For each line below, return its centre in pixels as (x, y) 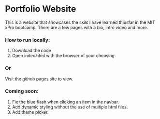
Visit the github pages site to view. (39, 79)
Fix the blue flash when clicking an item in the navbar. (65, 102)
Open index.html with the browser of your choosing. (64, 56)
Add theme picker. (30, 112)
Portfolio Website (41, 9)
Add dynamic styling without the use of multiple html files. (70, 107)
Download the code (32, 51)
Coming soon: (22, 91)
